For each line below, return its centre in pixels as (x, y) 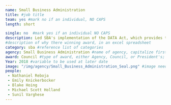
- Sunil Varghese (26, 94)
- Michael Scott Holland (34, 90)
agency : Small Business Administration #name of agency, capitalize (79, 52)
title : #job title (25, 15)
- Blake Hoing (22, 85)
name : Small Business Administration (45, 10)
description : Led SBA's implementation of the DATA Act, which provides (84, 38)
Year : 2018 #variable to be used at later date (57, 61)
